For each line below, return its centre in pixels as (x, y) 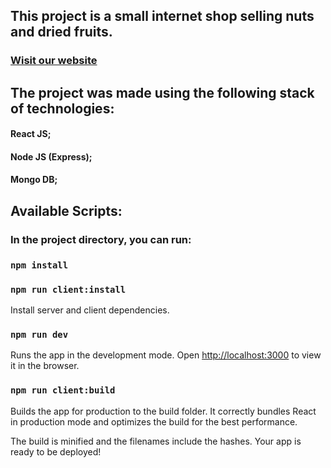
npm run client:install (68, 289)
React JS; (31, 134)
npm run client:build (63, 390)
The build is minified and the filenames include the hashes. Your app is (156, 441)
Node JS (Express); (51, 156)
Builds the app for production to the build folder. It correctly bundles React (163, 411)
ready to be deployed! (56, 451)
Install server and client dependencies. (90, 310)
